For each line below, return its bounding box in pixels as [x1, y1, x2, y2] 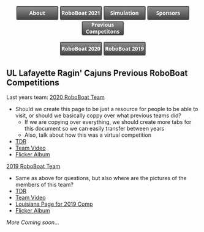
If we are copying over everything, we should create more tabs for [24, 118, 192, 126]
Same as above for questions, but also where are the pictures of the [15, 175, 187, 182]
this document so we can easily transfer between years [24, 125, 165, 132]
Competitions [6, 77, 59, 88]
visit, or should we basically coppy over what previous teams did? [15, 112, 182, 119]
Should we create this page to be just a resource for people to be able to [15, 106, 198, 113]
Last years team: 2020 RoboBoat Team [6, 93, 105, 101]
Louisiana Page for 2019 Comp [15, 200, 93, 208]
